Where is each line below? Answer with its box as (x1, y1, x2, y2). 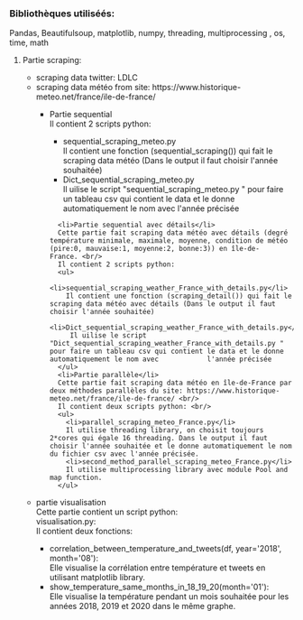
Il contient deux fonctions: (35, 526, 133, 537)
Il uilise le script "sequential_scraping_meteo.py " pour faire (62, 184, 284, 195)
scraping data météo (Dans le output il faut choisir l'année (62, 155, 279, 166)
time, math (9, 37, 50, 48)
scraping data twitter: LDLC (35, 72, 138, 83)
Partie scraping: (22, 55, 82, 66)
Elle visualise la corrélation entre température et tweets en (49, 562, 266, 573)
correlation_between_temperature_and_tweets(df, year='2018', (49, 543, 282, 554)
